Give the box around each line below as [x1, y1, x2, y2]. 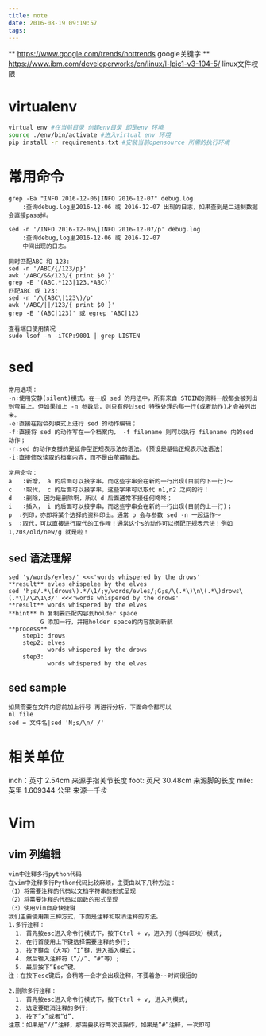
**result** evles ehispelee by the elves [8, 580, 148, 588]
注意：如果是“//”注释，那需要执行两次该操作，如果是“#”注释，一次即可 [8, 1021, 210, 1030]
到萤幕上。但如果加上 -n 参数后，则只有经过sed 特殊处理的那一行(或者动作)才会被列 [8, 402, 251, 410]
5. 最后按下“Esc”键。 [15, 964, 79, 972]
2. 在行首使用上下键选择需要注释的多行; [15, 938, 131, 946]
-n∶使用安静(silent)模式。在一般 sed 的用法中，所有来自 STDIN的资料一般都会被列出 [8, 394, 258, 402]
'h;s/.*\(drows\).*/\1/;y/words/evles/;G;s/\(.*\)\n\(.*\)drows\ [22, 587, 244, 595]
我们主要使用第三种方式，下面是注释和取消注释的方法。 [8, 913, 163, 921]
